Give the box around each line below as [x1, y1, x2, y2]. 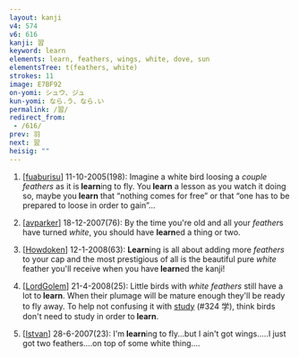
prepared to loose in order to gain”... [21, 199, 156, 211]
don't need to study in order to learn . [21, 310, 159, 321]
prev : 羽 [9, 130, 40, 139]
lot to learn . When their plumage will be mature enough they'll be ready [21, 290, 286, 300]
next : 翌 [9, 138, 40, 147]
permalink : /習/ [9, 105, 69, 114]
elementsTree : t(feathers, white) [9, 64, 139, 73]
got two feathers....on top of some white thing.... [21, 337, 201, 348]
